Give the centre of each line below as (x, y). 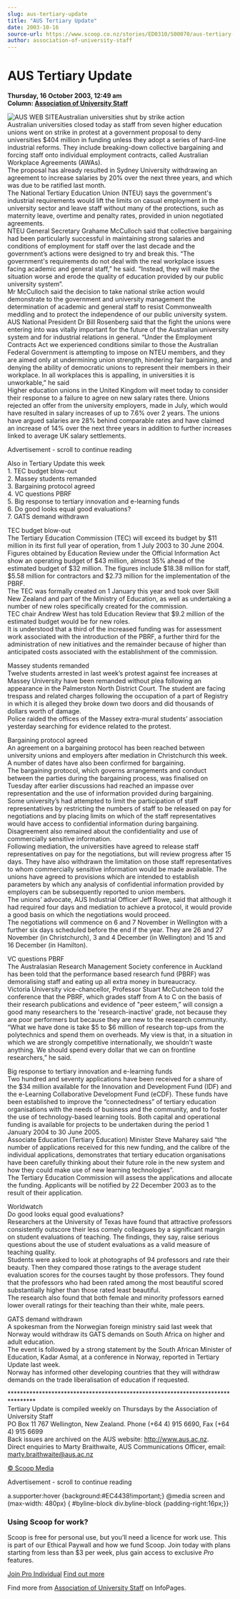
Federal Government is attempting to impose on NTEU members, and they (116, 352)
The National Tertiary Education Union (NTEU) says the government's (110, 193)
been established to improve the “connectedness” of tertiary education (112, 1102)
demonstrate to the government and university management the (101, 299)
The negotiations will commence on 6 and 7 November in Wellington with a (117, 923)
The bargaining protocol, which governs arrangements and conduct (107, 771)
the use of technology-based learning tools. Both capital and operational (114, 1117)
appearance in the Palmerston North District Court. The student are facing (116, 688)
